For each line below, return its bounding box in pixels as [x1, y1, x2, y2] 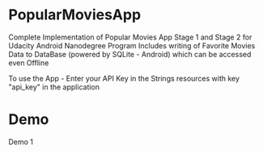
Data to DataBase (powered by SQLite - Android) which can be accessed [8, 49, 252, 59]
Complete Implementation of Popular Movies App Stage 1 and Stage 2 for [8, 32, 252, 42]
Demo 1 [8, 137, 34, 147]
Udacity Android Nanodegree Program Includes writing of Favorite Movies [8, 40, 256, 50]
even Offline [8, 58, 49, 68]
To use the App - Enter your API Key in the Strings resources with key [8, 73, 240, 83]
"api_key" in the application [8, 82, 100, 92]
